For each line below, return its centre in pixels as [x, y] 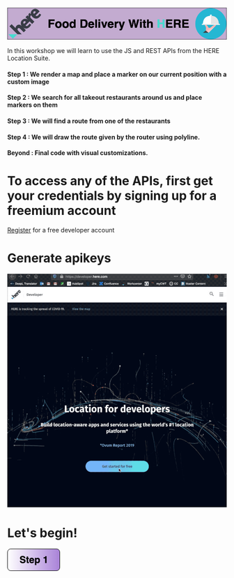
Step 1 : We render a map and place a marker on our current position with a [117, 74]
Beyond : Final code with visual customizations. [78, 153]
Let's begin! [42, 533]
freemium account [62, 211]
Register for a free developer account [61, 230]
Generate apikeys [59, 258]
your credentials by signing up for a [112, 196]
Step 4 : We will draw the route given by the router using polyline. [104, 137]
